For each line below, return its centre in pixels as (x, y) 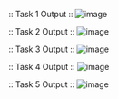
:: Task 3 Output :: (42, 49)
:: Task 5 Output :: (42, 84)
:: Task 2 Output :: (42, 31)
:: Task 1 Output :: (41, 14)
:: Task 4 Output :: (42, 67)
